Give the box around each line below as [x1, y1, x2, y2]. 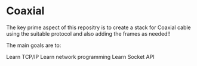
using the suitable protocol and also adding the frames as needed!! [6, 30, 171, 37]
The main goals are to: [6, 42, 61, 49]
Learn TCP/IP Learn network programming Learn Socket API [6, 53, 155, 60]
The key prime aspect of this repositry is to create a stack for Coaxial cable [6, 24, 191, 31]
